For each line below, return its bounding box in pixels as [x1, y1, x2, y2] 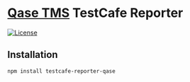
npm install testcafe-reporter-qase [7, 67, 116, 75]
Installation [7, 49, 58, 61]
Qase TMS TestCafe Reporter [7, 5, 184, 21]
